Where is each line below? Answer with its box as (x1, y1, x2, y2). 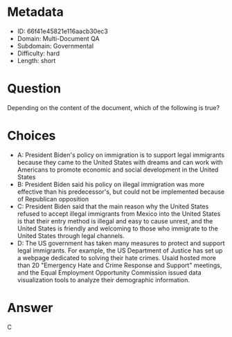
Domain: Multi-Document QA (17, 34, 100, 42)
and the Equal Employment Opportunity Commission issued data (17, 268, 202, 277)
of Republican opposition (17, 194, 89, 203)
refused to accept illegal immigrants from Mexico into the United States (17, 209, 221, 218)
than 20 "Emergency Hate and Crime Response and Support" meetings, (17, 261, 222, 269)
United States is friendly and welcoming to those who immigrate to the (17, 224, 218, 233)
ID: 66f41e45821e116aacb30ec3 (17, 27, 109, 35)
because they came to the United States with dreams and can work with (17, 158, 223, 166)
